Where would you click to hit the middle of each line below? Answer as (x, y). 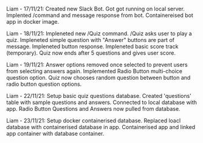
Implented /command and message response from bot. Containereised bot (100, 15)
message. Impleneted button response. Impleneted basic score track (92, 46)
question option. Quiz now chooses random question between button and (98, 78)
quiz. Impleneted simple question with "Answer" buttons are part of (91, 40)
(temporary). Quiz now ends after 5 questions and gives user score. (91, 53)
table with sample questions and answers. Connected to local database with (102, 102)
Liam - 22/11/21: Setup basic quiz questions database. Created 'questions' (99, 96)
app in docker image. (33, 22)
